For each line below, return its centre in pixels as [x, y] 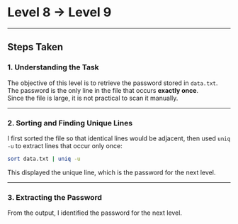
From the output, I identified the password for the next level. [95, 213]
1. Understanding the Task [53, 67]
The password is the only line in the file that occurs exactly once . [103, 90]
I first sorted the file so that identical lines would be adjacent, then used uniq [119, 138]
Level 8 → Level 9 [59, 12]
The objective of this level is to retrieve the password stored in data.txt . [113, 83]
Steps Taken [35, 47]
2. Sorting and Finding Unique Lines [70, 123]
